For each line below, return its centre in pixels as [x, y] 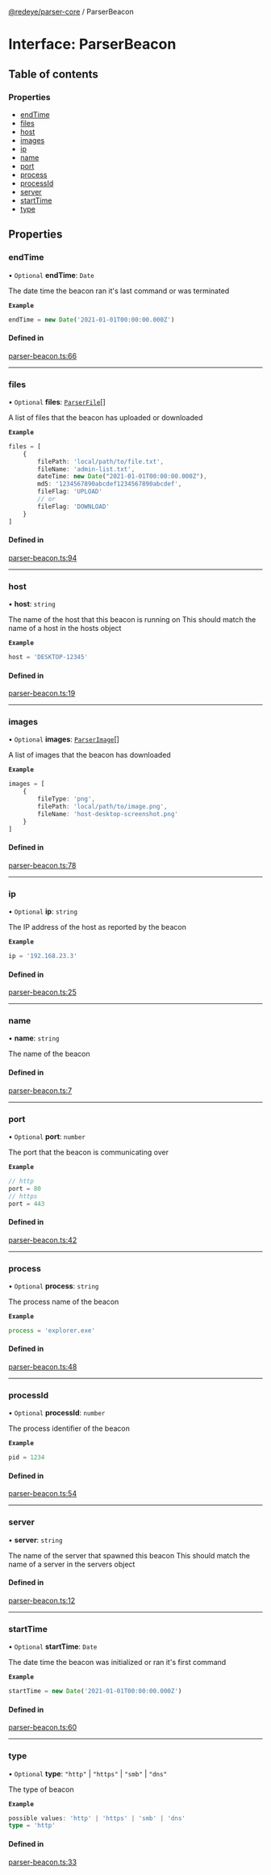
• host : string [32, 604]
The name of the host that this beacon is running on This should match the [132, 620]
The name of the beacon [49, 1054]
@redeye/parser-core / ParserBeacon [71, 12]
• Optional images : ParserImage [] [64, 739]
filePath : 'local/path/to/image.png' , [102, 807]
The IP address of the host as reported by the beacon [98, 927]
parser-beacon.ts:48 [43, 1367]
